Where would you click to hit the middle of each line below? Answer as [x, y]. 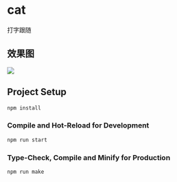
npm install [24, 108]
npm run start [27, 140]
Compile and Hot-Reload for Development [78, 125]
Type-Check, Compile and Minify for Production [89, 157]
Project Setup [37, 92]
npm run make [26, 172]
